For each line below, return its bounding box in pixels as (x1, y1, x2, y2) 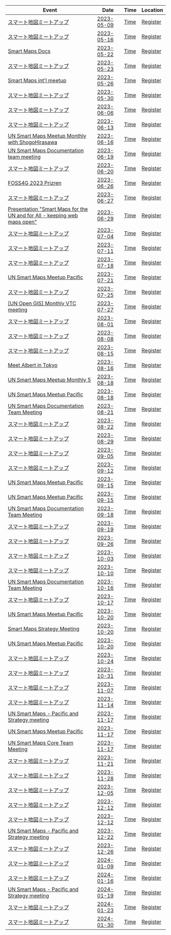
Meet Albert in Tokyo (8, 362, 58, 368)
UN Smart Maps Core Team (8, 739, 74, 746)
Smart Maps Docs (8, 48, 51, 55)
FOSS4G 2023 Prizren (8, 179, 62, 186)
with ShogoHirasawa (8, 139, 58, 146)
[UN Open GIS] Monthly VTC (8, 300, 76, 307)
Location (141, 7, 163, 13)
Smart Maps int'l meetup (8, 77, 67, 84)
